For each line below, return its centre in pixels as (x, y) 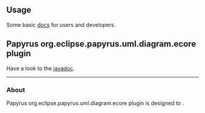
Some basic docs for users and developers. (61, 24)
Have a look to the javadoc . (41, 68)
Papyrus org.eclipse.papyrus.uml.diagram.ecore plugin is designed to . (95, 103)
